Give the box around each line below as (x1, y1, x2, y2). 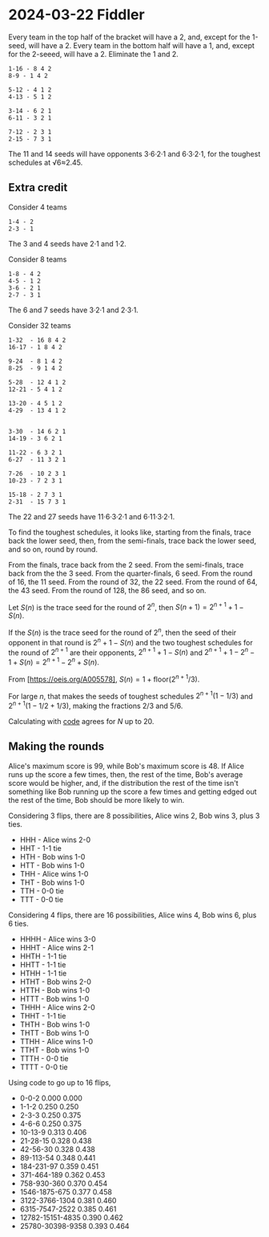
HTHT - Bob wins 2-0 (19, 977, 92, 987)
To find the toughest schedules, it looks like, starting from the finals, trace (8, 527, 251, 537)
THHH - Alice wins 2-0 (19, 1002, 96, 1012)
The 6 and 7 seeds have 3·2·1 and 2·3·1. (8, 305, 139, 315)
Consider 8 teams (8, 254, 67, 264)
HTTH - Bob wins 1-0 (19, 985, 90, 995)
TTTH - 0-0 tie (19, 1053, 69, 1063)
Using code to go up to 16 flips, (8, 1077, 111, 1087)
